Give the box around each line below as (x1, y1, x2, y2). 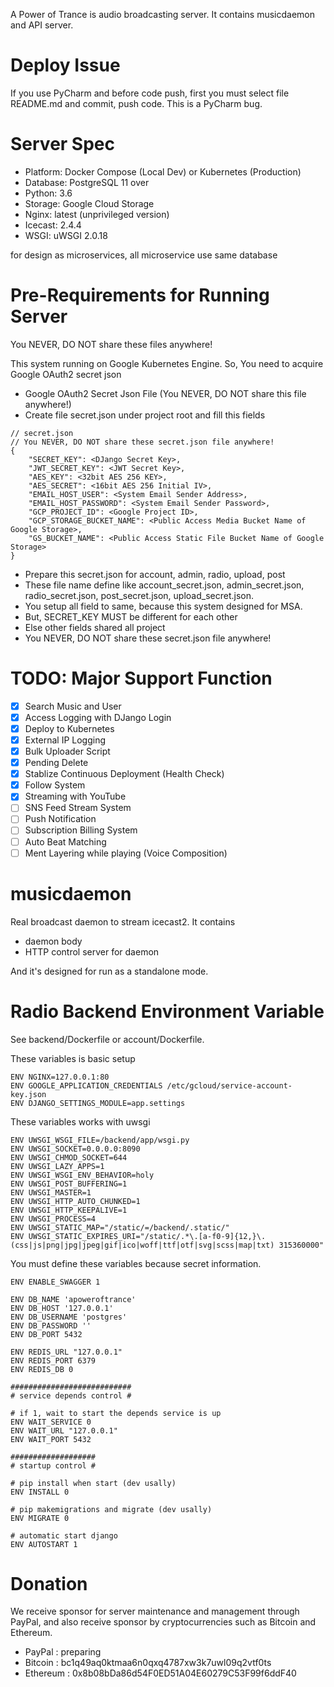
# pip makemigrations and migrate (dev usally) (10, 1504, 213, 1514)
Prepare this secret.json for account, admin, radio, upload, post (24, 568, 286, 580)
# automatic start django (10, 1530, 118, 1541)
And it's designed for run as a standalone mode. (10, 965, 209, 977)
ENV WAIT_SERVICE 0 (10, 1417, 92, 1427)
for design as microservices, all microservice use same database (10, 249, 278, 261)
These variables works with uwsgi (10, 1115, 151, 1128)
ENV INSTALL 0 (10, 1487, 70, 1497)
